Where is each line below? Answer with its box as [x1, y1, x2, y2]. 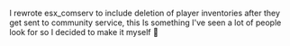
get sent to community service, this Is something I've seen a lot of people [9, 17, 282, 28]
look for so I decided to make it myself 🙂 [9, 27, 159, 37]
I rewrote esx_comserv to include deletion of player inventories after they [9, 8, 281, 18]
